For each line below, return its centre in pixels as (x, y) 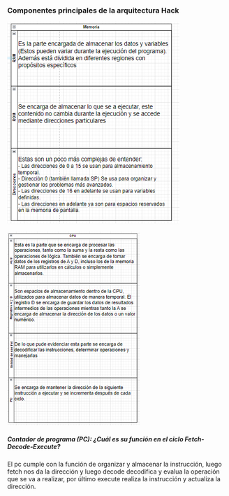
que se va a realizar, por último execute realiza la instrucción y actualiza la (114, 479)
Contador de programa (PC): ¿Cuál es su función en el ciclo (95, 439)
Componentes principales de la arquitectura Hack (93, 10)
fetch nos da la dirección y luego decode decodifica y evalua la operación (113, 472)
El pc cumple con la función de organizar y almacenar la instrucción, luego (114, 465)
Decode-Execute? (34, 446)
